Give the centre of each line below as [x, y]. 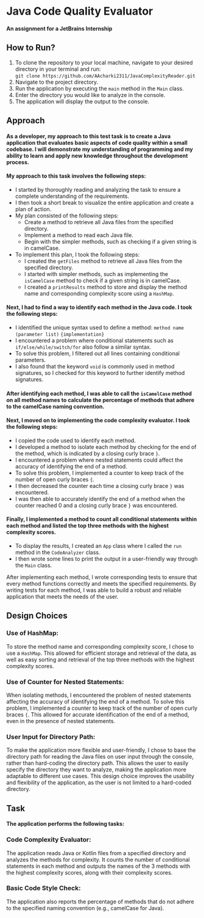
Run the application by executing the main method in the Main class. [100, 88]
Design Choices [37, 616]
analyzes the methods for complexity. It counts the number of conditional [98, 859]
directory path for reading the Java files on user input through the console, [100, 757]
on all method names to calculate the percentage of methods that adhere [100, 400]
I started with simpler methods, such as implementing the [96, 274]
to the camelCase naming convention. [55, 406]
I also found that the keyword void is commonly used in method [95, 366]
